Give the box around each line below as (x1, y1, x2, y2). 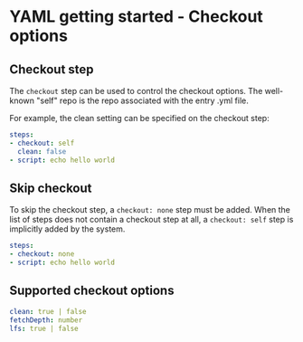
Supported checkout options (9, 283, 175, 299)
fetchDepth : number (9, 315, 83, 325)
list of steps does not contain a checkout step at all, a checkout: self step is (9, 214, 294, 225)
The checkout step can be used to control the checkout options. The (9, 86, 263, 96)
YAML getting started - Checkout (9, 6, 264, 27)
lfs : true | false (9, 324, 79, 333)
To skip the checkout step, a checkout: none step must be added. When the (9, 204, 291, 215)
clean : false (17, 147, 67, 156)
